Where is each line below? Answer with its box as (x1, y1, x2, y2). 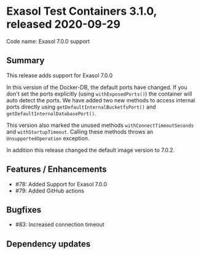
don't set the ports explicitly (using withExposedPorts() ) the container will (6, 90, 192, 97)
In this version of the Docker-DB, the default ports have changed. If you (6, 83, 187, 91)
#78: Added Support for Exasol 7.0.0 (15, 180, 108, 188)
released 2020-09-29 (6, 17, 121, 31)
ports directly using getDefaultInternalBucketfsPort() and (6, 103, 156, 110)
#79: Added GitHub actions (15, 187, 85, 194)
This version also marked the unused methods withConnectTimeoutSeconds (6, 121, 194, 129)
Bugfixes (6, 204, 42, 215)
